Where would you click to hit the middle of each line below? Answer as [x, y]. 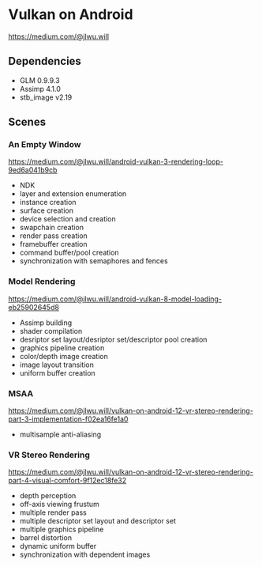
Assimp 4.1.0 [40, 89]
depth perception [48, 496]
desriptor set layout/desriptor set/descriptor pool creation [113, 339]
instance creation [48, 202]
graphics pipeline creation [62, 348]
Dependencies [45, 61]
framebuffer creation [53, 244]
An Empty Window [45, 145]
